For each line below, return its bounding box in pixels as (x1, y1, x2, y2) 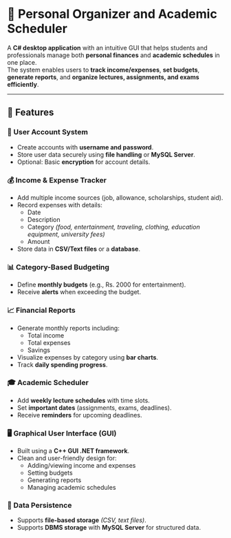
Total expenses (27, 338, 71, 346)
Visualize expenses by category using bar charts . (16, 353, 159, 361)
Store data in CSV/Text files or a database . (16, 245, 141, 253)
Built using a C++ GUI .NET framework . (16, 447, 130, 455)
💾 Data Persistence (7, 501, 72, 510)
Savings (27, 346, 50, 354)
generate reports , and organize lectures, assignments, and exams (7, 72, 199, 81)
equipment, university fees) (27, 230, 105, 238)
